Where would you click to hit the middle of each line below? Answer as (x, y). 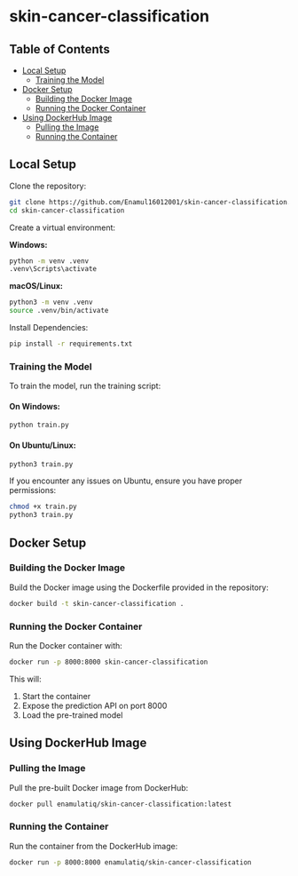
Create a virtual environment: (63, 227)
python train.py (39, 425)
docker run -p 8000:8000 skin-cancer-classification (109, 662)
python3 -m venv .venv (51, 303)
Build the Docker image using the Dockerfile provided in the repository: (139, 587)
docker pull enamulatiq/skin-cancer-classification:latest (121, 804)
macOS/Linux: (36, 286)
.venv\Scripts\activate (53, 269)
